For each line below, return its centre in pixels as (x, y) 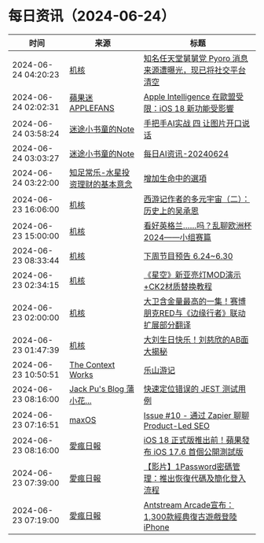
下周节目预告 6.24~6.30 (188, 256)
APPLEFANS (92, 108)
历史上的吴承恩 (171, 211)
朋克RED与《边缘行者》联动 (194, 313)
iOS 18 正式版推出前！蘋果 (192, 440)
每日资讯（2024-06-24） (92, 16)
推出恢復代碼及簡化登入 (202, 478)
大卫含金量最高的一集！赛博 (194, 301)
